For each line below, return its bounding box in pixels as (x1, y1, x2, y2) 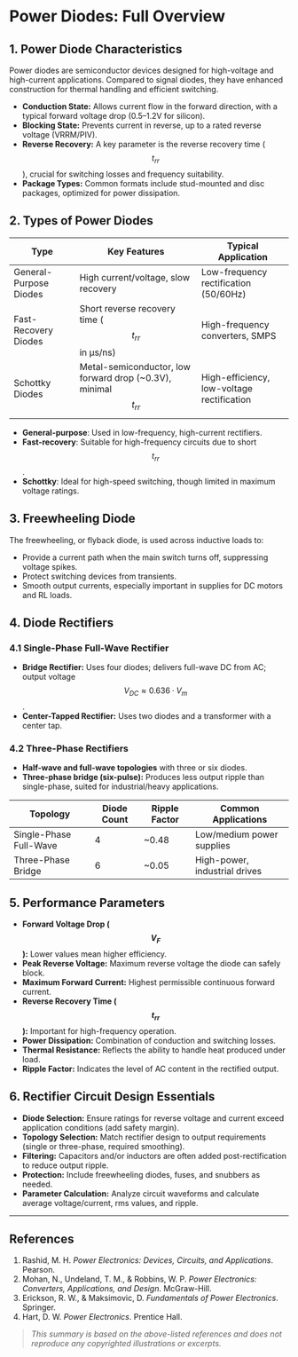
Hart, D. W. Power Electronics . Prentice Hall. (21, 1312, 184, 1322)
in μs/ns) (79, 346, 116, 359)
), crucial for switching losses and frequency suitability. (21, 169, 224, 179)
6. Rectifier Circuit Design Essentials (9, 1089, 216, 1104)
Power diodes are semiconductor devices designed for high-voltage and (9, 65, 274, 75)
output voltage (21, 672, 76, 682)
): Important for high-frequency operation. (21, 1025, 176, 1036)
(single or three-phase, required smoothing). (21, 1140, 185, 1151)
